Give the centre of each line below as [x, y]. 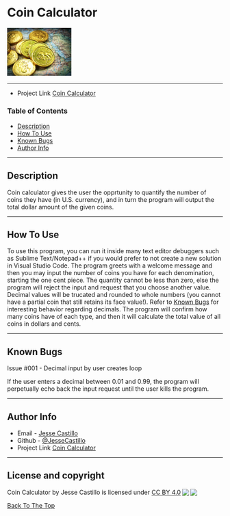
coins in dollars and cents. [44, 324]
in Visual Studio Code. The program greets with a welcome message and [110, 266]
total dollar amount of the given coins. [61, 207]
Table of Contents [38, 111]
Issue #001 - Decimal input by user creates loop [75, 368]
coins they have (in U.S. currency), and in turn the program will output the [111, 199]
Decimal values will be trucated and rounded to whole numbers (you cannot [114, 295]
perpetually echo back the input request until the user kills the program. [108, 389]
